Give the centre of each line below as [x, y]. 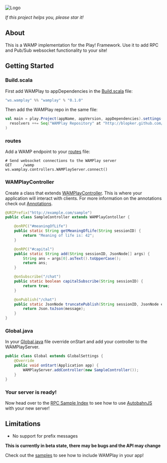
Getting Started [30, 66]
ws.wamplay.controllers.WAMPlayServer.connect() [56, 169]
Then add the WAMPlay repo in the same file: [51, 110]
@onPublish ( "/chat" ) [35, 300]
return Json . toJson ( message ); [54, 309]
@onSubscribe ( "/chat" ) [38, 277]
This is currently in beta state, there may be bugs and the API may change [83, 446]
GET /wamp [20, 165]
